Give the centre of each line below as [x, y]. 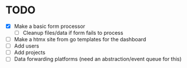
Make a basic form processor [50, 26]
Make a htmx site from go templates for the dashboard [80, 40]
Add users [26, 46]
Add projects [29, 52]
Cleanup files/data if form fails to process [73, 33]
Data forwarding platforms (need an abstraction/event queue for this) [98, 59]
